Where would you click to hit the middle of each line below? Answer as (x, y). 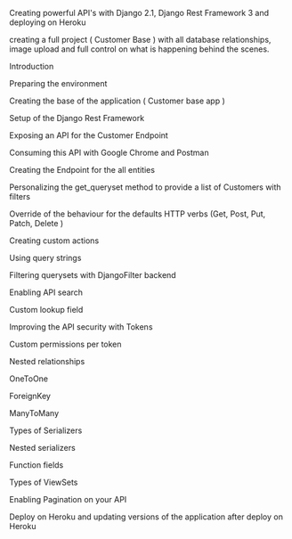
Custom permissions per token (65, 344)
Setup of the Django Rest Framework (77, 118)
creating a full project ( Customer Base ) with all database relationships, (140, 40)
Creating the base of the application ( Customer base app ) (117, 101)
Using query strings (45, 258)
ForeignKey (30, 396)
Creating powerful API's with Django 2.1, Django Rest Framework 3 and (139, 13)
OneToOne (29, 379)
